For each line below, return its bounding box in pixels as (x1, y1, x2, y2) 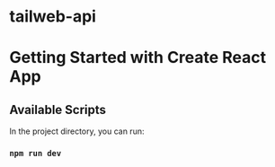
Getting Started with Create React (9, 48, 267, 68)
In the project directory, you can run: (9, 126, 145, 136)
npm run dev (9, 148, 62, 159)
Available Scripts (9, 101, 106, 118)
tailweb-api (9, 6, 97, 27)
